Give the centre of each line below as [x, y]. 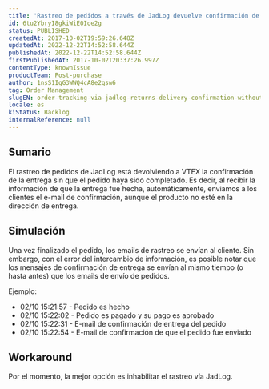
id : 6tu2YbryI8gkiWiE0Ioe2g [55, 23]
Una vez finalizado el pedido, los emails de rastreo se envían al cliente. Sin [131, 250]
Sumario [30, 152]
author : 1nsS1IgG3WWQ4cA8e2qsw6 [62, 82]
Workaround [40, 357]
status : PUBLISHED [39, 30]
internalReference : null [50, 120]
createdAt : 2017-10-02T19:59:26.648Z [71, 38]
